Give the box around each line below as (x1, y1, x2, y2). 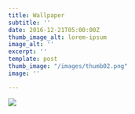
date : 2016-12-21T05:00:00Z (8, 26, 100, 34)
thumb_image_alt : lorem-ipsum (8, 33, 108, 41)
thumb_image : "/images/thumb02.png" (8, 62, 128, 70)
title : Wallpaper (8, 11, 65, 20)
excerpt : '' (8, 48, 47, 55)
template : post (8, 55, 58, 63)
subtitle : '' (8, 19, 51, 27)
